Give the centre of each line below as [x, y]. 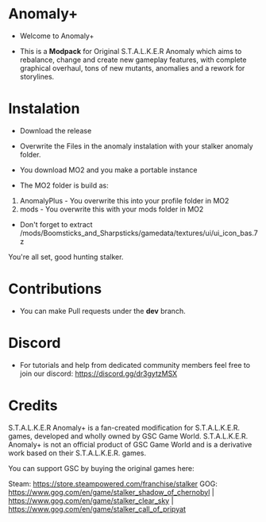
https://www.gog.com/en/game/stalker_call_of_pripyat [97, 508]
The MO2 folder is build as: [64, 185]
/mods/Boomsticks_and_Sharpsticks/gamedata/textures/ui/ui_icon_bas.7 [139, 233]
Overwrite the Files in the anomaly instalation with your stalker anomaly [136, 146]
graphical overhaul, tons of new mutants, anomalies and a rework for [132, 68]
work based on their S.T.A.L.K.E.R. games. [77, 453]
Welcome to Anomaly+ [57, 36]
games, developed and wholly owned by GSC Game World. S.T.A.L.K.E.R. [128, 436]
